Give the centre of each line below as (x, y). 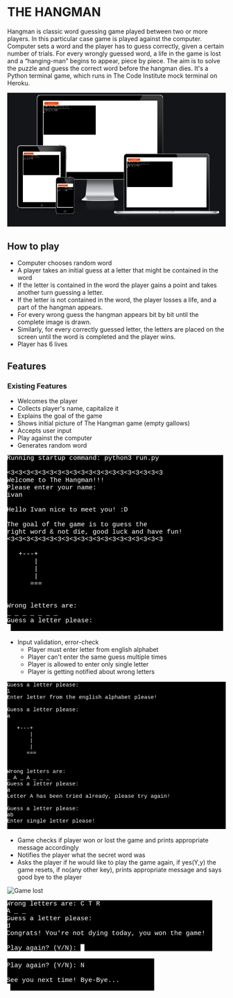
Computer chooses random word (64, 263)
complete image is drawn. (54, 322)
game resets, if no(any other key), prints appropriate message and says (119, 869)
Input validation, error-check (58, 642)
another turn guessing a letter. (60, 293)
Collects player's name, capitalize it (68, 408)
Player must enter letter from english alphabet (93, 649)
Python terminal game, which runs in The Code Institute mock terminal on (112, 75)
